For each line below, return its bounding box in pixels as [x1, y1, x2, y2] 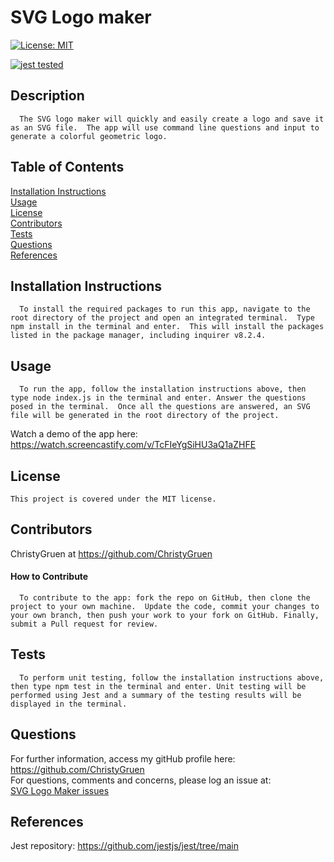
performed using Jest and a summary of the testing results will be [10, 690, 302, 700]
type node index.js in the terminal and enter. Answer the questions [10, 393, 307, 403]
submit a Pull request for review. [10, 619, 159, 630]
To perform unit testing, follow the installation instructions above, [19, 672, 325, 683]
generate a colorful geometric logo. [10, 131, 168, 141]
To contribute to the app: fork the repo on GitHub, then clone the [19, 593, 311, 603]
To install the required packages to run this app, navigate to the [19, 304, 311, 315]
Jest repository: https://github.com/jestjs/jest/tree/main [10, 840, 239, 852]
